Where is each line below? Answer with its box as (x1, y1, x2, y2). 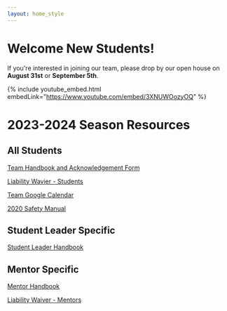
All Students (7, 145, 62, 157)
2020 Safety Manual (7, 204, 67, 213)
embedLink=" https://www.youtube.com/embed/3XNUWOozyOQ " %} (7, 92, 207, 100)
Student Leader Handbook (7, 243, 84, 251)
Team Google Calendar (7, 190, 74, 199)
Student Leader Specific (7, 224, 116, 236)
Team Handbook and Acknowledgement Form (7, 163, 140, 172)
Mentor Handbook (7, 282, 60, 291)
